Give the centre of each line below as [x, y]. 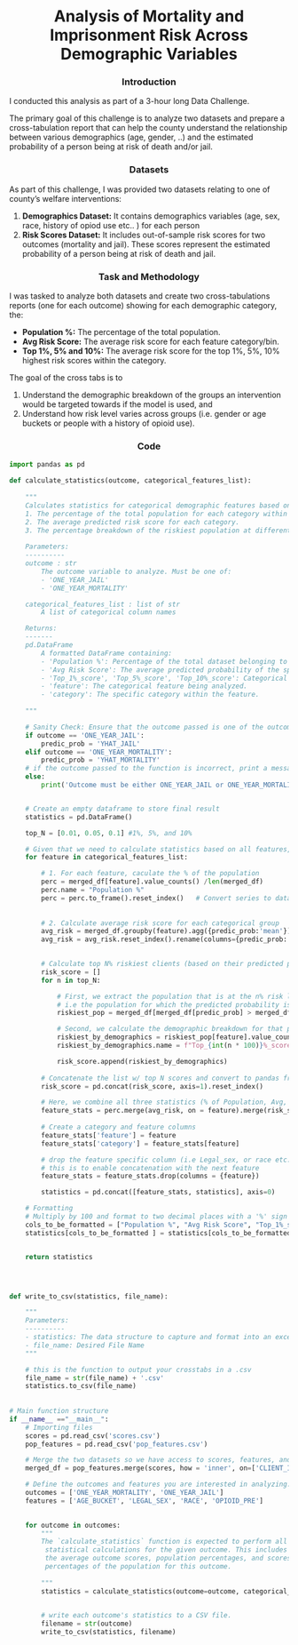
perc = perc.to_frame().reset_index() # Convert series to [157, 898]
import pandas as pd [47, 465]
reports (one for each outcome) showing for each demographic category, [143, 306]
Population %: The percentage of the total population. [121, 332]
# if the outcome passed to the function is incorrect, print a [146, 769]
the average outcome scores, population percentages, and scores [168, 1558]
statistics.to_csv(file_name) [81, 1386]
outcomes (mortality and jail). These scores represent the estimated [146, 244]
